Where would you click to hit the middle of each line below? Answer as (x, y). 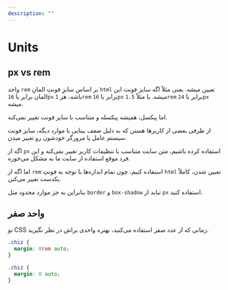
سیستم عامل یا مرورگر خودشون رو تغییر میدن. (67, 137)
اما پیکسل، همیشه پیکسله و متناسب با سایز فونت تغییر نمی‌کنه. (88, 117)
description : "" (31, 13)
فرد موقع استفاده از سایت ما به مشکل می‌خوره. (69, 158)
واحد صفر (26, 214)
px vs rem (29, 73)
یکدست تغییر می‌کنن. (34, 178)
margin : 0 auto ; (37, 274)
